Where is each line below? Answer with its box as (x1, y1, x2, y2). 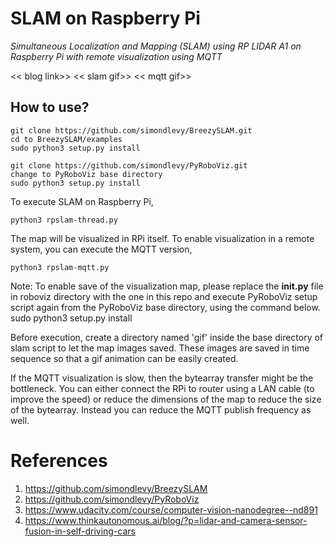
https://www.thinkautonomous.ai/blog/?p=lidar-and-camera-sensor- (24, 514, 308, 526)
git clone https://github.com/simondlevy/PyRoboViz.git (10, 160, 248, 171)
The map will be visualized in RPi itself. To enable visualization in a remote (10, 232, 315, 244)
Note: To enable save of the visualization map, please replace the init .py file (10, 280, 324, 292)
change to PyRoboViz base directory (10, 169, 163, 179)
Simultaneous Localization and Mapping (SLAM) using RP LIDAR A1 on (10, 40, 302, 52)
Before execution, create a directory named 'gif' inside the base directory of (10, 331, 324, 343)
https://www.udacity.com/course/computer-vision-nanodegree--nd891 (24, 503, 318, 516)
